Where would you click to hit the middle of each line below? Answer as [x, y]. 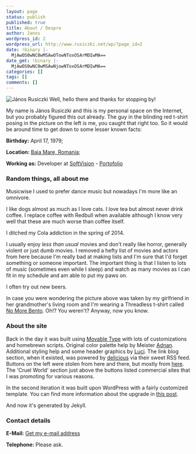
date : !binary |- [27, 50]
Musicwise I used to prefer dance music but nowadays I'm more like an [92, 191]
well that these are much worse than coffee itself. [66, 221]
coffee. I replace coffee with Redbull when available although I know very [94, 216]
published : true [26, 22]
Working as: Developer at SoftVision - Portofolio [64, 163]
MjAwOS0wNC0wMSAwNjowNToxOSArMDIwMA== [59, 66]
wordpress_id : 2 [26, 39]
